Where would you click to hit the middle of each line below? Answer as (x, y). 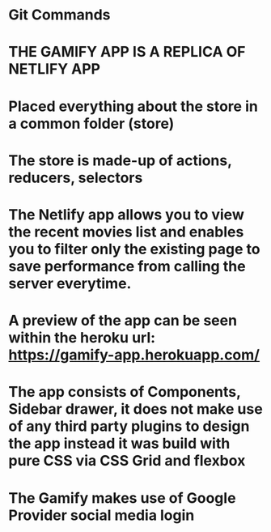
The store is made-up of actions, (120, 160)
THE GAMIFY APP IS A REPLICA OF (127, 52)
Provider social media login (102, 515)
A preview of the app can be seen (123, 321)
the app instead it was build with (119, 444)
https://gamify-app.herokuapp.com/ (134, 355)
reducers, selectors (76, 178)
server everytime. (70, 283)
